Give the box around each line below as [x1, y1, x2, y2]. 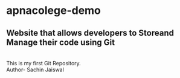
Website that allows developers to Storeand [6, 28, 174, 38]
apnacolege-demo [6, 4, 101, 18]
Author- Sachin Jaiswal [6, 66, 65, 73]
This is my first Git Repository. [6, 60, 82, 67]
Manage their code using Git [6, 37, 115, 47]
